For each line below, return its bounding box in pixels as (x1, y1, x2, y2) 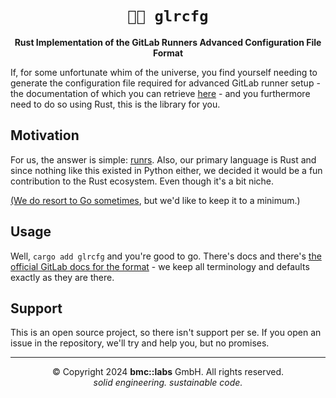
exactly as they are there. (10, 271, 115, 283)
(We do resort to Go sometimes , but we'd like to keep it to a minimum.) (10, 194, 301, 206)
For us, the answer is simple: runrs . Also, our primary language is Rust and (10, 153, 317, 166)
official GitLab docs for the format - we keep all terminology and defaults (10, 260, 310, 272)
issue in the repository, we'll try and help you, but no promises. (10, 337, 270, 349)
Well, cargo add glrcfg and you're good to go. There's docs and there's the (10, 250, 322, 262)
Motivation (10, 127, 80, 144)
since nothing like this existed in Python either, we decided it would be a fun (10, 164, 323, 176)
